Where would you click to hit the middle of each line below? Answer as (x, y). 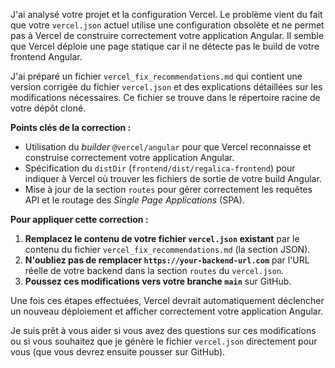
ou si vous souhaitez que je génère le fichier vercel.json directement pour (164, 341)
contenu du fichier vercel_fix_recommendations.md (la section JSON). (167, 249)
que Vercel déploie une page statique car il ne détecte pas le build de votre (165, 46)
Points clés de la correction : (71, 127)
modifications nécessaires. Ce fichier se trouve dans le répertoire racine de (165, 97)
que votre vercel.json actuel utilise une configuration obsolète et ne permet (167, 25)
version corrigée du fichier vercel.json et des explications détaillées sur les (166, 87)
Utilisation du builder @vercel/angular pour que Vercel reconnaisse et (168, 147)
